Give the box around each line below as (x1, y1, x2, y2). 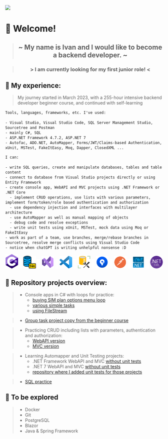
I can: (5, 155, 19, 160)
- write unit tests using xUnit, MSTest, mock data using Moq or (9, 225, 149, 231)
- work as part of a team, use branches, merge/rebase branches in (5, 235, 149, 241)
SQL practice (24, 379, 52, 385)
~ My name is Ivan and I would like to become (18, 43, 162, 51)
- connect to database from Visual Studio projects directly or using (5, 175, 155, 180)
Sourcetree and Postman (5, 126, 55, 131)
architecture (5, 210, 32, 215)
